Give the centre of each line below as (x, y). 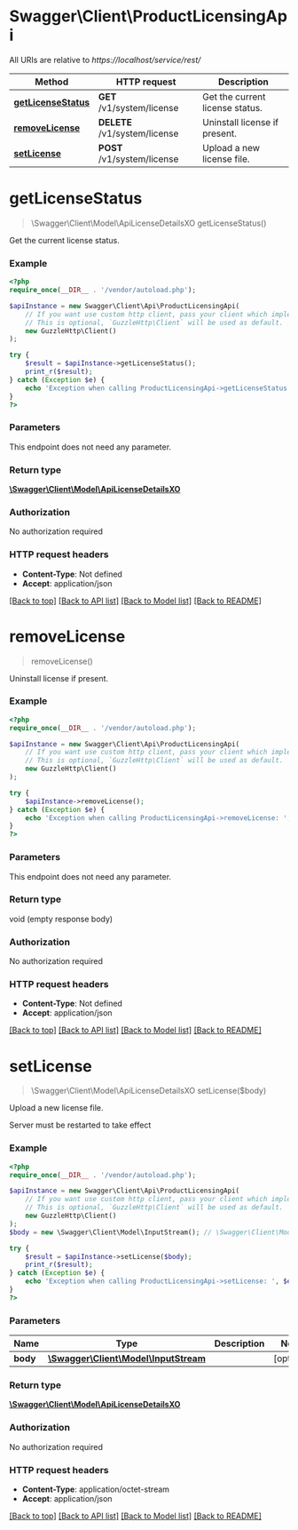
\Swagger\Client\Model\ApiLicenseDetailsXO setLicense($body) (149, 1091)
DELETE (115, 122)
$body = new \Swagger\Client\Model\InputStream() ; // (111, 1232)
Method (52, 82)
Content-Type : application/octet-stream (96, 1489)
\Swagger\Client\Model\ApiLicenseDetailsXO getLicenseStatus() (149, 223)
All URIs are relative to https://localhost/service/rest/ (105, 60)
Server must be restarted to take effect (80, 1125)
